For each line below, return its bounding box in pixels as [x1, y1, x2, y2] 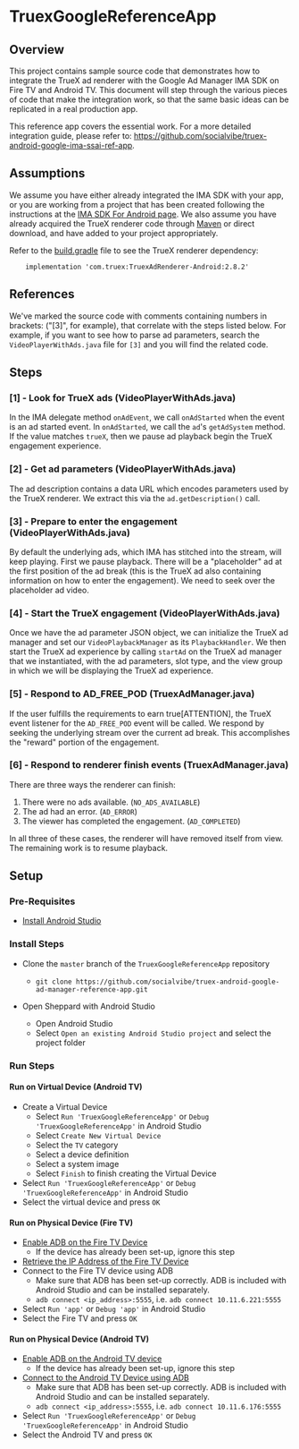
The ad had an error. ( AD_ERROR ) [21, 805, 138, 816]
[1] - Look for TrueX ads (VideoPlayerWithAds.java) [9, 391, 237, 404]
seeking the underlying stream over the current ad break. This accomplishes [9, 727, 290, 737]
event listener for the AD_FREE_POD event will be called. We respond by [9, 718, 265, 729]
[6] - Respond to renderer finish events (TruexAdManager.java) [9, 759, 289, 771]
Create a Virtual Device [21, 1101, 108, 1112]
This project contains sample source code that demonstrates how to [9, 65, 261, 76]
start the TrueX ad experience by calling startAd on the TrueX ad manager [9, 646, 283, 657]
